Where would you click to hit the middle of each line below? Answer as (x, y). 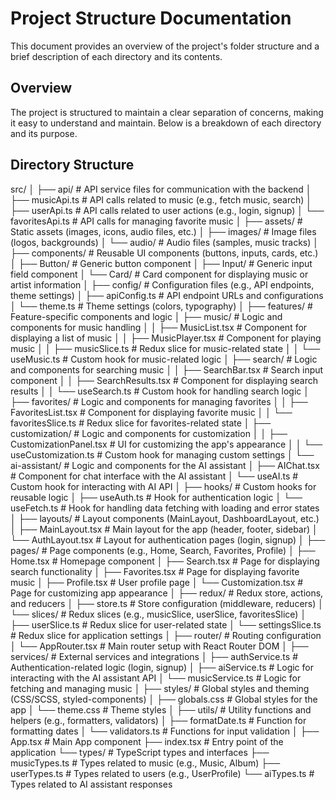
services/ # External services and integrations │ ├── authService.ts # (154, 656)
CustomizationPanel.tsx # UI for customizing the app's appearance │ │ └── (166, 444)
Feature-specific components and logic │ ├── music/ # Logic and (146, 316)
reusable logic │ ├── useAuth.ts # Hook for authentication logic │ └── (156, 497)
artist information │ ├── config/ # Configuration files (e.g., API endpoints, (162, 284)
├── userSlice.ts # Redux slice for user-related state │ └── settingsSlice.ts (166, 624)
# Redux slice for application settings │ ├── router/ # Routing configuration (166, 635)
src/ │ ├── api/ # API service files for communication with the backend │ (161, 189)
